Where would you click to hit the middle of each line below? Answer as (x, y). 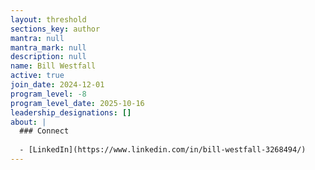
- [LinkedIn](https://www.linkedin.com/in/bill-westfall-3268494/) (163, 150)
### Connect (44, 131)
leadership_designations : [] (71, 112)
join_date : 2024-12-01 (57, 85)
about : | (28, 122)
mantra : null (37, 38)
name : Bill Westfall (53, 66)
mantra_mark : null (48, 47)
